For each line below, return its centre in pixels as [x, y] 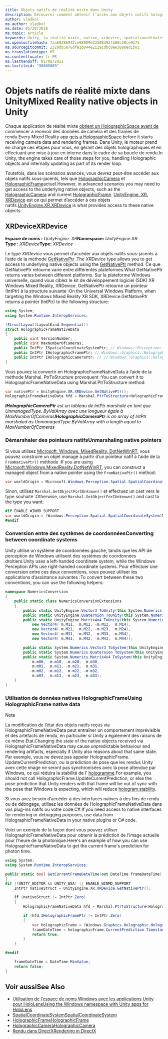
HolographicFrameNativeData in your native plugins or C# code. [71, 820]
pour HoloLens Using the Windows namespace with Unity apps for [80, 1004]
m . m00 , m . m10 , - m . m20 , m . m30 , [65, 662]
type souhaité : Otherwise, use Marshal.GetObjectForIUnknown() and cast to [82, 497]
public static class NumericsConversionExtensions [68, 601]
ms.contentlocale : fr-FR [31, 57]
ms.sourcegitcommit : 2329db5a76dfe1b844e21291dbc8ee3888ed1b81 [72, 47]
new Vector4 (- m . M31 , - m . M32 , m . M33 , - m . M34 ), [81, 634]
